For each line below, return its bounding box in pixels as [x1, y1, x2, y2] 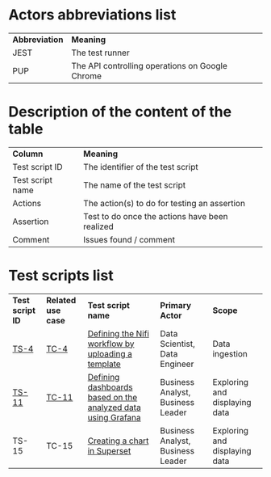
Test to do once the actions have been [83, 210, 228, 222]
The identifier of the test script [83, 161, 199, 172]
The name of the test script [83, 179, 186, 191]
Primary [160, 299, 192, 310]
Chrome [71, 70, 102, 82]
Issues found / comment [83, 234, 176, 245]
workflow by [87, 338, 135, 349]
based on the [87, 391, 138, 403]
